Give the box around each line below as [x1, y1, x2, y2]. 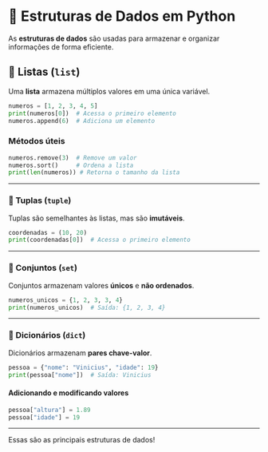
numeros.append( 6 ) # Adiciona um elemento [8, 117, 156, 125]
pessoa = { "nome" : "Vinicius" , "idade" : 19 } [8, 363, 159, 371]
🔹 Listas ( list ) [8, 65, 81, 79]
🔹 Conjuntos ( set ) [8, 263, 78, 274]
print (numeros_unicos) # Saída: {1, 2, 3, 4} [8, 303, 166, 311]
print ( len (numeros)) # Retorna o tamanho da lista [8, 169, 180, 176]
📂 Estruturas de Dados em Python [8, 7, 236, 26]
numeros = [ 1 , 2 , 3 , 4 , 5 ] [8, 101, 98, 110]
